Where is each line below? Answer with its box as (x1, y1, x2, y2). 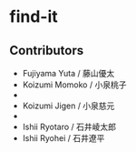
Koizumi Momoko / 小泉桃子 (22, 79, 127, 90)
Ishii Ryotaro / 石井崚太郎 (22, 121, 116, 132)
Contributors (9, 43, 84, 58)
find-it (9, 6, 58, 27)
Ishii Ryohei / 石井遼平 (22, 133, 105, 143)
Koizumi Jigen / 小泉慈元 (22, 100, 115, 111)
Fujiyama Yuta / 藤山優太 (22, 68, 115, 78)
